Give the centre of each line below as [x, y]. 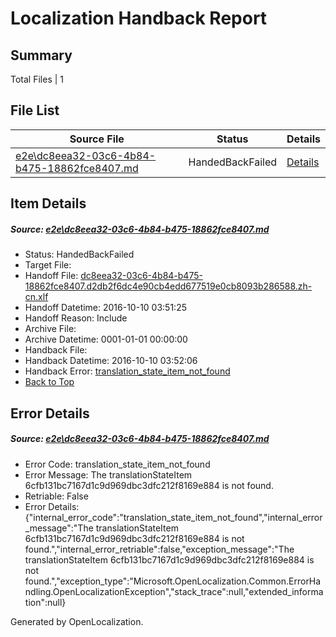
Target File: [48, 265]
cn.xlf [36, 297]
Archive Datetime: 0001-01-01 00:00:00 [106, 339]
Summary [41, 55]
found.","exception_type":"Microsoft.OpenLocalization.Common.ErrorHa [173, 581]
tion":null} [45, 602]
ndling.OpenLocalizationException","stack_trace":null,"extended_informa [174, 591]
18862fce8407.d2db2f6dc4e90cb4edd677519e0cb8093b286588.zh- [168, 286]
